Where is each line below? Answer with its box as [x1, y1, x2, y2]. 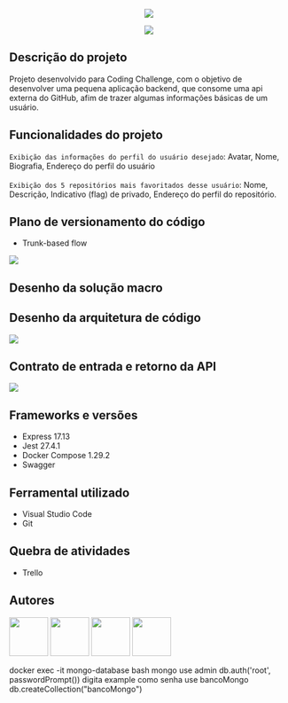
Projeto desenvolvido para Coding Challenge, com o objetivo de [9, 74, 243, 84]
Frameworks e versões [9, 408, 138, 423]
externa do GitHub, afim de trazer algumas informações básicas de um [9, 92, 269, 103]
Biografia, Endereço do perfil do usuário [9, 160, 155, 171]
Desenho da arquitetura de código [9, 310, 201, 325]
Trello [21, 567, 43, 578]
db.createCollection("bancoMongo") [9, 683, 143, 694]
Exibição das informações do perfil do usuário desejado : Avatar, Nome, [9, 151, 280, 161]
